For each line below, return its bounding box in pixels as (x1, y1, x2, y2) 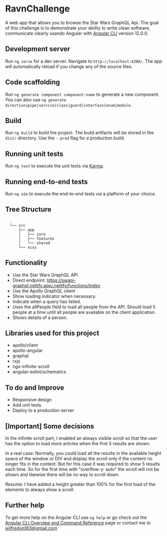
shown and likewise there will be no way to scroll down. (5, 472, 120, 478)
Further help (5, 501, 45, 509)
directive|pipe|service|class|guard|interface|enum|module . (5, 102, 132, 108)
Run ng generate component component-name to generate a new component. (5, 91, 160, 97)
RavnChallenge (5, 3, 70, 15)
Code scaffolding (5, 78, 60, 87)
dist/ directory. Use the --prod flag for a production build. (5, 135, 125, 141)
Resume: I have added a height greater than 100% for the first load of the (5, 481, 156, 487)
